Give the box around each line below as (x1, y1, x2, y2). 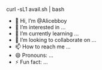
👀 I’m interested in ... (14, 24, 66, 31)
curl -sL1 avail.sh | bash (6, 6, 65, 13)
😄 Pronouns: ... (14, 51, 54, 59)
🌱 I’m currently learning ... (14, 30, 79, 37)
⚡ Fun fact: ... (14, 59, 48, 65)
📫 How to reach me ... (14, 43, 71, 50)
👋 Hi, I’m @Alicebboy (14, 17, 67, 24)
